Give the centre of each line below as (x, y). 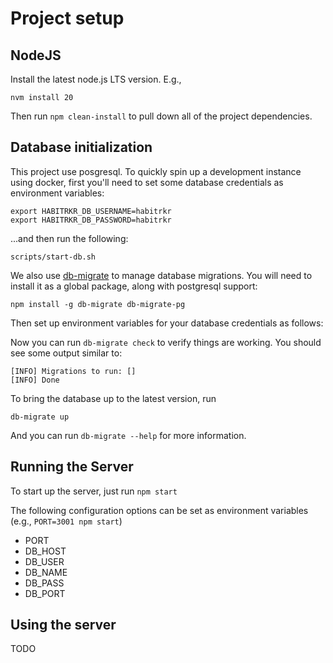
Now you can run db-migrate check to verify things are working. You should (166, 342)
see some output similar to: (66, 353)
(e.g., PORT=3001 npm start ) (66, 521)
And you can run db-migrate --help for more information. (128, 435)
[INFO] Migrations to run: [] (73, 371)
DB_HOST (45, 551)
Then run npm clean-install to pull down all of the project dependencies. (161, 116)
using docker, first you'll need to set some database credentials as (147, 182)
